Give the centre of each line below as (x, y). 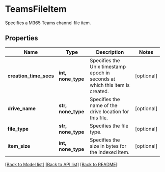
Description (110, 52)
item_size (19, 146)
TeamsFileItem (36, 9)
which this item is (110, 85)
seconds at (102, 79)
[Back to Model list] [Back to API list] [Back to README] (61, 164)
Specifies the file (109, 126)
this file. (99, 118)
